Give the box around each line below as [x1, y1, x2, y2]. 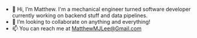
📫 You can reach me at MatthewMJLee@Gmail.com [11, 25, 142, 32]
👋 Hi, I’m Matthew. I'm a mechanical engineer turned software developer [11, 6, 191, 12]
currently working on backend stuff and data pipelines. [11, 12, 148, 19]
